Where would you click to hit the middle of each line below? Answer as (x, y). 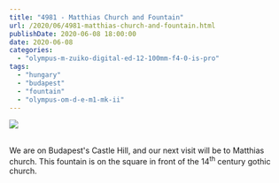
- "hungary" (39, 75)
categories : (31, 50)
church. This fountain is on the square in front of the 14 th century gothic (140, 161)
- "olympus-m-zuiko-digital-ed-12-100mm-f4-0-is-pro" (118, 58)
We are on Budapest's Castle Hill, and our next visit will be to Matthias (137, 150)
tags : (19, 67)
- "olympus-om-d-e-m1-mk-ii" (71, 99)
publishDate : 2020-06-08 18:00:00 (73, 34)
